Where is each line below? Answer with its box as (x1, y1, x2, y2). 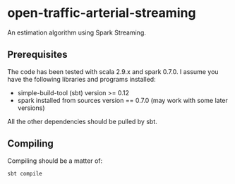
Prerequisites (7, 49, 68, 61)
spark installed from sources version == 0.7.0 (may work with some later (17, 96, 228, 104)
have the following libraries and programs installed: (7, 75, 157, 83)
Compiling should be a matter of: (7, 157, 103, 165)
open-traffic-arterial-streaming (7, 5, 196, 21)
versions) (17, 104, 45, 112)
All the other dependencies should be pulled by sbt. (7, 117, 157, 125)
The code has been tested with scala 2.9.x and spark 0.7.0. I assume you (7, 67, 219, 75)
